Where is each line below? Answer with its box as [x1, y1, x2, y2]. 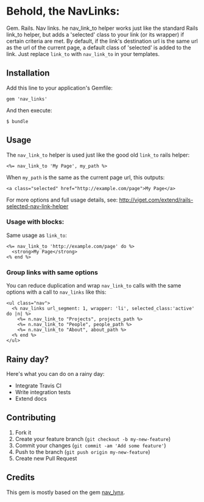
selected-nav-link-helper [6, 202, 69, 210]
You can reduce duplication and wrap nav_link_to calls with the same [6, 282, 181, 289]
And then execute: [6, 107, 52, 114]
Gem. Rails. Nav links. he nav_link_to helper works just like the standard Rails [6, 24, 199, 32]
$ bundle [6, 118, 29, 124]
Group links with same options [6, 268, 99, 277]
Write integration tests [15, 388, 71, 395]
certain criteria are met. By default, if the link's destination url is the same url [6, 37, 198, 44]
